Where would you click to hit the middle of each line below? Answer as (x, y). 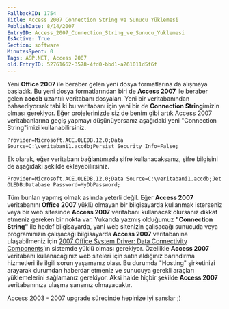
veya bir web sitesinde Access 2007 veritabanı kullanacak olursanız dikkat (112, 212)
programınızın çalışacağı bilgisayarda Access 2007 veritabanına (97, 234)
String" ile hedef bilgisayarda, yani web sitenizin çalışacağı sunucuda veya (113, 226)
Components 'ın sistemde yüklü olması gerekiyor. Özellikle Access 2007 (108, 248)
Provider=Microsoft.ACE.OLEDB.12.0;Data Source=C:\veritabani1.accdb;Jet (114, 179)
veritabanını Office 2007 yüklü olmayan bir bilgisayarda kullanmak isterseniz (115, 205)
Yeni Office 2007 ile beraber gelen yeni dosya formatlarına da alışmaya (107, 84)
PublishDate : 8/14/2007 (41, 26)
